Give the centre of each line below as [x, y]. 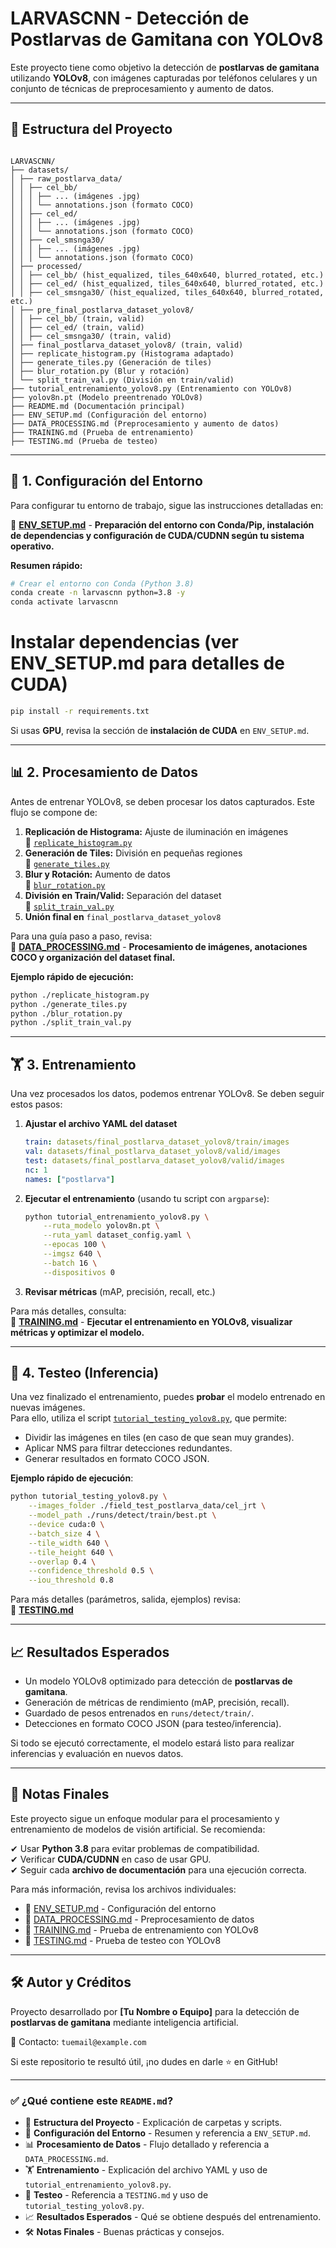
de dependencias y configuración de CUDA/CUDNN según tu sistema [157, 535]
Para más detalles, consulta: [68, 1311]
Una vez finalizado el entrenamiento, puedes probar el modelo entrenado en [168, 1397]
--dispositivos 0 [79, 1272]
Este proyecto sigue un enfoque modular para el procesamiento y [145, 1818]
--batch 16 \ [70, 1263]
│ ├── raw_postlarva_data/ [66, 178]
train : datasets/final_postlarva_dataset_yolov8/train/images [157, 1142]
